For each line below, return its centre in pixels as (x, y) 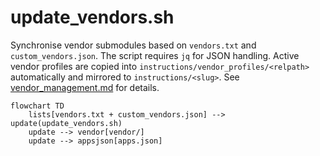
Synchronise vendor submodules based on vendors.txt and (133, 45)
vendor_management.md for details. (85, 87)
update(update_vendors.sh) (66, 123)
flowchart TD (37, 106)
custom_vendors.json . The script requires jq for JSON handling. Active (155, 55)
